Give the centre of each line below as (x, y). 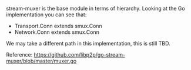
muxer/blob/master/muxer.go (41, 61)
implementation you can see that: (46, 15)
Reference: (19, 55)
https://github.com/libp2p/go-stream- (79, 55)
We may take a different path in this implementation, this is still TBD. (88, 43)
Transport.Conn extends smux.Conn (58, 26)
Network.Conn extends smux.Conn (57, 32)
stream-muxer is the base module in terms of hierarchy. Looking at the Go (95, 8)
